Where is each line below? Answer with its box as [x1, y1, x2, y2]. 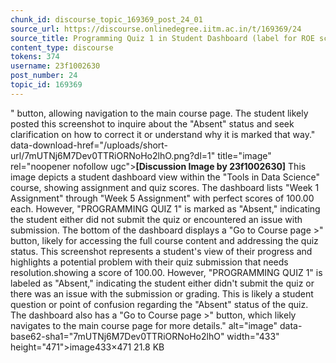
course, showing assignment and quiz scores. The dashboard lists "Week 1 [10, 181, 320, 193]
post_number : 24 [10, 71, 78, 81]
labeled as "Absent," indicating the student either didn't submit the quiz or [10, 277, 315, 289]
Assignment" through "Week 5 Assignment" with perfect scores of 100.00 [10, 192, 315, 204]
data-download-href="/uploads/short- [10, 139, 169, 151]
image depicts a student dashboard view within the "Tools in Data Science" [10, 171, 320, 183]
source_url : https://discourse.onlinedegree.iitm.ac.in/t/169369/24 [10, 24, 302, 34]
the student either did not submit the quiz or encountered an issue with [10, 213, 303, 225]
